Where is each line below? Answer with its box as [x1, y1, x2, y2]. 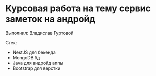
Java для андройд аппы [12, 60, 64, 66]
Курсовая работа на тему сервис [5, 3, 151, 14]
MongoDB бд [12, 54, 40, 60]
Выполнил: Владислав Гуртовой [5, 30, 74, 36]
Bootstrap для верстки [12, 65, 61, 71]
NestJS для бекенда [12, 49, 56, 55]
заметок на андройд [5, 13, 96, 25]
